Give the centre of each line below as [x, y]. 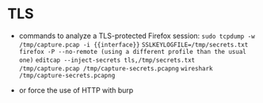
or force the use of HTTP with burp [76, 90]
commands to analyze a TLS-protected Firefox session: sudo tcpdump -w [137, 36]
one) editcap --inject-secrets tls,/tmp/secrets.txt [107, 60]
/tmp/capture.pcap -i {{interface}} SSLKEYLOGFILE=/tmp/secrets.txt [133, 44]
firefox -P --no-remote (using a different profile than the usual [132, 51]
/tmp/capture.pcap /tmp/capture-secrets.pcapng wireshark [116, 68]
